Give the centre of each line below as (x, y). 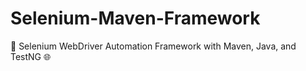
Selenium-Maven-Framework (135, 18)
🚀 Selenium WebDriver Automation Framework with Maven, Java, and (153, 46)
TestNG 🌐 (31, 56)
